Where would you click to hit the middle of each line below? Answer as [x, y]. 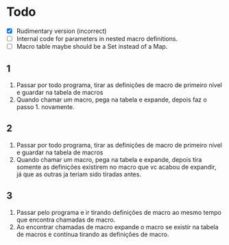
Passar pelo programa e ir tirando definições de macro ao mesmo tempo [119, 212]
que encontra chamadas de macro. [66, 220]
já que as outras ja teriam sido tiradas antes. [79, 174]
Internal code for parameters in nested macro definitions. [97, 39]
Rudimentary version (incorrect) [61, 31]
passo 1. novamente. [45, 106]
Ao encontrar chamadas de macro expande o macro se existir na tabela [117, 226]
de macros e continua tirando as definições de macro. [93, 234]
